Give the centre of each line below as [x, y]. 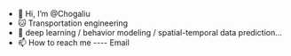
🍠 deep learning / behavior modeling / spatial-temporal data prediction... [149, 32]
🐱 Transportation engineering [73, 23]
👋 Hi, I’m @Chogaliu [54, 14]
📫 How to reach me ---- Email [74, 43]
